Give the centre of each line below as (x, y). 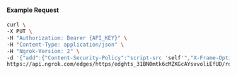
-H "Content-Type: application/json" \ (65, 45)
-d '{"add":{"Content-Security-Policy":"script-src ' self (94, 58)
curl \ (16, 25)
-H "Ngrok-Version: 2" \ (43, 51)
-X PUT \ (19, 32)
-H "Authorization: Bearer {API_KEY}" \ (67, 38)
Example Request (33, 10)
